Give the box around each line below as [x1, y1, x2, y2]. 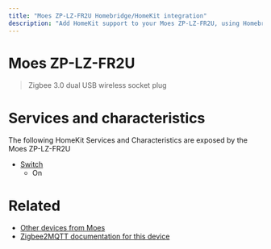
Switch [19, 160, 44, 169]
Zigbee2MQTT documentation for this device [19, 231, 170, 242]
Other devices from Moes [19, 223, 106, 233]
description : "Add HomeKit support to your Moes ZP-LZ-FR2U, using [8, 19, 240, 27]
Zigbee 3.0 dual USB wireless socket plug [27, 81, 167, 90]
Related [8, 197, 60, 214]
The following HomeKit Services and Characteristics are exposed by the [8, 135, 248, 145]
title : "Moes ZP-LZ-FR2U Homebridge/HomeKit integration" [8, 11, 207, 20]
